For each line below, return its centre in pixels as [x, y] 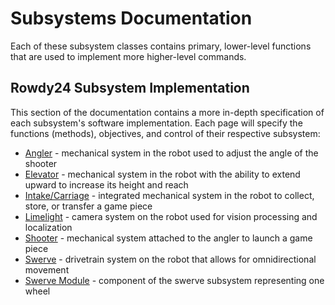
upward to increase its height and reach [106, 184]
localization [48, 227]
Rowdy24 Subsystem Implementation [130, 88]
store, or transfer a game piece [88, 206]
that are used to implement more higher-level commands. [128, 56]
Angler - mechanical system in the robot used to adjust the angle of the [171, 153]
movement [47, 269]
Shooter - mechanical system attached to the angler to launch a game [168, 238]
